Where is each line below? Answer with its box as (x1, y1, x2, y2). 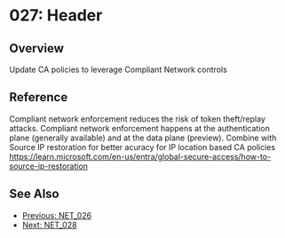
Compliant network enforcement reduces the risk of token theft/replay (9, 113, 266, 124)
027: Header (9, 5, 103, 26)
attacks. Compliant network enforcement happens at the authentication (9, 123, 271, 133)
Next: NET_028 (21, 219, 77, 230)
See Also (9, 186, 59, 202)
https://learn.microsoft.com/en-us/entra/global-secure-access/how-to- (9, 151, 272, 162)
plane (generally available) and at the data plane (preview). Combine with (9, 132, 277, 143)
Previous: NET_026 (21, 210, 91, 220)
